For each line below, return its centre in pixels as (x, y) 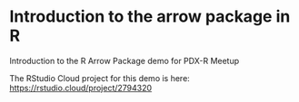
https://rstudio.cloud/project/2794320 (81, 88)
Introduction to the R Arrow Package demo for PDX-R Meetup (125, 60)
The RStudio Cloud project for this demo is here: (100, 78)
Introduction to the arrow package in (150, 17)
